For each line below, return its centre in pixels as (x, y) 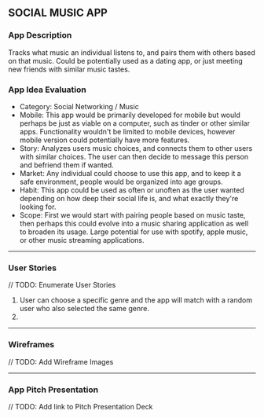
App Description (40, 35)
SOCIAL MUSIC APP (58, 13)
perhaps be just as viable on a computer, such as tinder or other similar (134, 123)
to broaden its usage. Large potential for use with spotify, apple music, (134, 232)
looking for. (38, 207)
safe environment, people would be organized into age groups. (121, 181)
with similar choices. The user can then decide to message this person (134, 156)
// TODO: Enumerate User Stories (62, 285)
